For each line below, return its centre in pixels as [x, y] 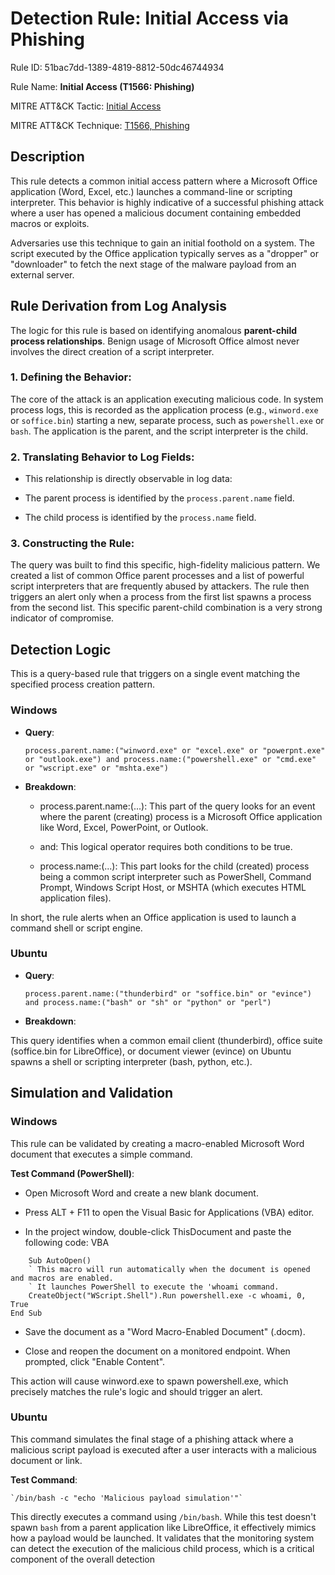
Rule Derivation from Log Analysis [119, 306]
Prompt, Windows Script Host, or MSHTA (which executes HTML [173, 887]
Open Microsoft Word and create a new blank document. [141, 1193]
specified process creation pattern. [82, 684]
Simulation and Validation [92, 1093]
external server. [42, 274]
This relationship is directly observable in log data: [128, 479]
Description [47, 157]
